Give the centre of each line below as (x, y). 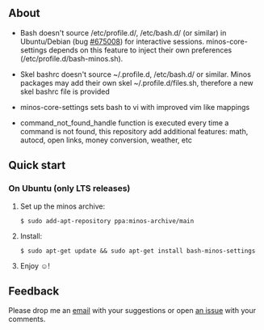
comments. (27, 319)
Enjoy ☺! (35, 265)
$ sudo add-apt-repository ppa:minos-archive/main (107, 221)
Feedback (34, 291)
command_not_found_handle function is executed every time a (124, 123)
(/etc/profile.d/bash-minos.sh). (71, 58)
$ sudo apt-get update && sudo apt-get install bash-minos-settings (138, 251)
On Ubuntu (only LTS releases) (69, 188)
